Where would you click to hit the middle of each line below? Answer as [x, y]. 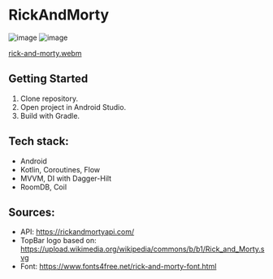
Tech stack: [39, 141]
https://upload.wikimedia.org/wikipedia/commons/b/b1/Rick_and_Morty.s [142, 249]
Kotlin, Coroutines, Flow [60, 169]
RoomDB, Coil [43, 187]
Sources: [32, 212]
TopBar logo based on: [58, 241]
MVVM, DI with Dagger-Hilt [66, 178]
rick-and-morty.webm [45, 53]
